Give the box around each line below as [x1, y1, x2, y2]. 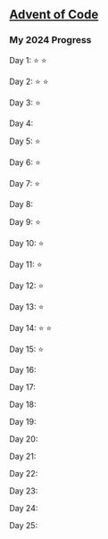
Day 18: [9, 399, 37, 410]
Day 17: [9, 381, 36, 392]
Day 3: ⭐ [9, 97, 42, 108]
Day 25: [9, 519, 38, 530]
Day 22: [9, 468, 38, 478]
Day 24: [9, 502, 38, 513]
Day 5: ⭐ [9, 136, 41, 146]
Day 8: [9, 198, 34, 209]
